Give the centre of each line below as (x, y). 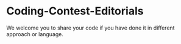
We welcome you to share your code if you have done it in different (90, 28)
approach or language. (35, 34)
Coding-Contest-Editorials (75, 11)
